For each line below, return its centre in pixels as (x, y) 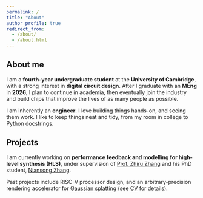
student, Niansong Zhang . (39, 170)
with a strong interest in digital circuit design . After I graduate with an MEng (101, 86)
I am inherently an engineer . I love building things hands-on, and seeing (96, 111)
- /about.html (29, 40)
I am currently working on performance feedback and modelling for (92, 157)
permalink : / (23, 12)
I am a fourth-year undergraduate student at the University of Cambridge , (101, 79)
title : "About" (25, 18)
